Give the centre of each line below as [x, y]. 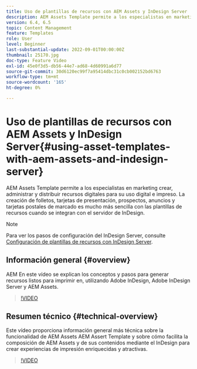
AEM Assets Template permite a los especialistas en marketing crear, [89, 187]
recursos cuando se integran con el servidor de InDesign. [76, 213]
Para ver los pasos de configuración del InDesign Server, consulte [86, 235]
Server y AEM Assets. [32, 286]
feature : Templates [30, 33]
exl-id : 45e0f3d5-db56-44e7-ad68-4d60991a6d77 [64, 66]
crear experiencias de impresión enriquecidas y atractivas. [77, 349]
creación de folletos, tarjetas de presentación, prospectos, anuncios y [91, 200]
